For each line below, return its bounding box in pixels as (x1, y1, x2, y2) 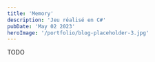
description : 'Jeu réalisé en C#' (7, 17, 107, 23)
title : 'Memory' (7, 10, 54, 17)
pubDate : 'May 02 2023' (7, 23, 76, 30)
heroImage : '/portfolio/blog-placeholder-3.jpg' (7, 29, 149, 37)
